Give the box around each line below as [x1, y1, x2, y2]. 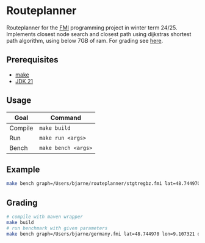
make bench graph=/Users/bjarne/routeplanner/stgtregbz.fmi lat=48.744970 [6, 181, 201, 187]
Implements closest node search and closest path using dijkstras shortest [6, 30, 192, 37]
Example [6, 164, 40, 174]
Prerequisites [6, 54, 59, 65]
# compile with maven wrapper [6, 214, 84, 220]
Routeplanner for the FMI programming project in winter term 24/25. [6, 24, 178, 31]
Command [50, 113, 81, 122]
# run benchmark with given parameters [6, 225, 108, 231]
